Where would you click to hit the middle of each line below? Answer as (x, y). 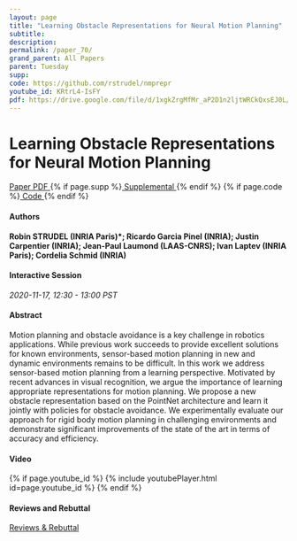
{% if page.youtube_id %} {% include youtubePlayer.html (113, 478)
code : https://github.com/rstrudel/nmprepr (91, 83)
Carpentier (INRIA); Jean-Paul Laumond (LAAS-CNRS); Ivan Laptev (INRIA (148, 245)
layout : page (33, 17)
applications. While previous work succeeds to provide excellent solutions (144, 344)
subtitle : (27, 34)
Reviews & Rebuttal (44, 528)
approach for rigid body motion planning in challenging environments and (143, 419)
